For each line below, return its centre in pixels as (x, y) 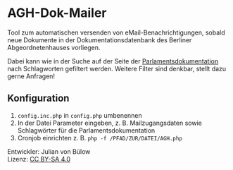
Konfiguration (38, 98)
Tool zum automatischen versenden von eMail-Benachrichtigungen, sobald (116, 32)
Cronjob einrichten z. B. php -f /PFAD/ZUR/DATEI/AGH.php (100, 138)
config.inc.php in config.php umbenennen (80, 115)
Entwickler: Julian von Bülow (49, 151)
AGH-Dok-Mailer (57, 13)
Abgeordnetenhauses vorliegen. (54, 47)
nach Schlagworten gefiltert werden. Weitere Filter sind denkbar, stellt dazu (117, 68)
